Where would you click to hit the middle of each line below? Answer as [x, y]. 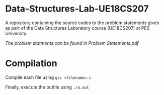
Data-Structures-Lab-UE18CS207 [77, 9]
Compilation [31, 64]
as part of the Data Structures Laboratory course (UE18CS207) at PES [77, 28]
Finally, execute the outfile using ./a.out [47, 87]
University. [16, 33]
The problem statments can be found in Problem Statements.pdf [72, 43]
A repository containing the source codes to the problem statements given [82, 23]
